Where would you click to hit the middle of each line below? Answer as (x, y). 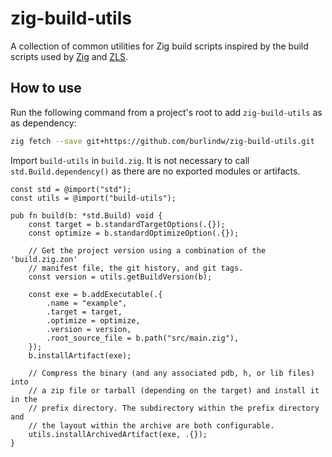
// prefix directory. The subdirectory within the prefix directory (174, 408)
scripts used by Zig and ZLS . (69, 56)
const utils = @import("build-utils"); (93, 198)
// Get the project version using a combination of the (147, 250)
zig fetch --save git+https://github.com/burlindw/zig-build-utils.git (162, 141)
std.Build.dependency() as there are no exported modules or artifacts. (155, 171)
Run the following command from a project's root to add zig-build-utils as (166, 112)
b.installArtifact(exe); (80, 355)
